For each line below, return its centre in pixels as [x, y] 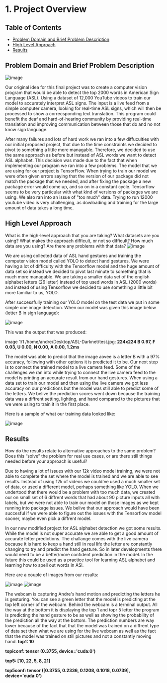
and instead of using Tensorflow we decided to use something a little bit [79, 287]
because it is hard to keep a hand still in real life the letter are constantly [79, 544]
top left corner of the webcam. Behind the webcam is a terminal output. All [81, 604]
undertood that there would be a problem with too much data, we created [80, 492]
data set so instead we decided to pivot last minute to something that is [78, 271]
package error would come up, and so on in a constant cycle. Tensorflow [80, 186]
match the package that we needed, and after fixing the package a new [78, 181]
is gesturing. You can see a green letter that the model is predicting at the [80, 599]
